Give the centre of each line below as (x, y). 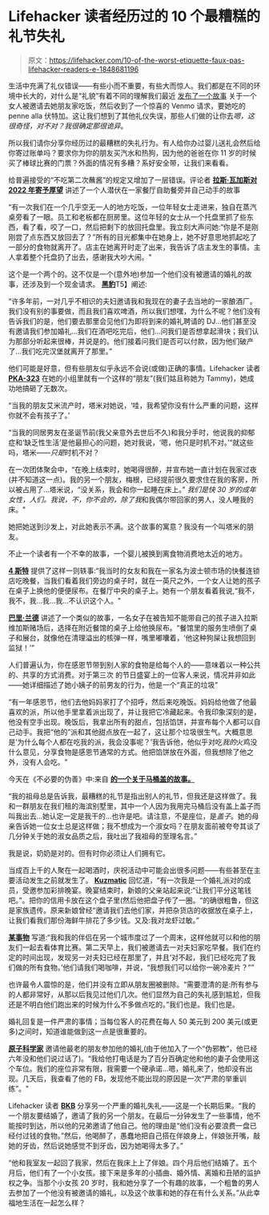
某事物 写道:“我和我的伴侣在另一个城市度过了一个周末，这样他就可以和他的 (131, 937)
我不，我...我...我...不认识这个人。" (65, 600)
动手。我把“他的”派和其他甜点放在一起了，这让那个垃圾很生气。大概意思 (134, 732)
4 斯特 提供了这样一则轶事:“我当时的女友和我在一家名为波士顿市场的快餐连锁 (134, 571)
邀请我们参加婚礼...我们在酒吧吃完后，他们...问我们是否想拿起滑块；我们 (133, 331)
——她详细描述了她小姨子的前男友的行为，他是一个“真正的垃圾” (113, 684)
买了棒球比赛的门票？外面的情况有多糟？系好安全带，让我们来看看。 (120, 163)
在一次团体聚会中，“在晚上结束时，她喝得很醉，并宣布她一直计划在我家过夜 (133, 469)
